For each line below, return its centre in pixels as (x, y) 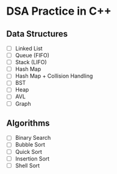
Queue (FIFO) (32, 56)
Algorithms (28, 123)
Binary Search (33, 138)
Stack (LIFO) (31, 62)
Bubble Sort (30, 145)
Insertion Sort (32, 158)
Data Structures (37, 34)
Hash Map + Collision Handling (54, 76)
